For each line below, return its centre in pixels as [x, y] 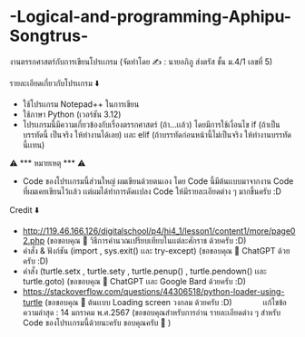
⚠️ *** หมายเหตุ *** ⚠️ [48, 163]
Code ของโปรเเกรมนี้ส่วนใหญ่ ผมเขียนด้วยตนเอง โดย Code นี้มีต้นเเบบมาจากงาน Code [158, 181]
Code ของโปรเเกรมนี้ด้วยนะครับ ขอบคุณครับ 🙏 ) [97, 323]
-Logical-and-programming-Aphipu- [151, 17]
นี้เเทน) [34, 144]
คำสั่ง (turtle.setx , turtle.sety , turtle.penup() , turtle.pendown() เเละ [145, 271]
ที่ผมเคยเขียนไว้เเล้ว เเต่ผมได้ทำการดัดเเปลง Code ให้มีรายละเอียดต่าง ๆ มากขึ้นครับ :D [152, 191]
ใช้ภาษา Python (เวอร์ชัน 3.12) [72, 114]
